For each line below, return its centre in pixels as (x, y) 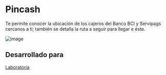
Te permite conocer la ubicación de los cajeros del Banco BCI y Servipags (83, 23)
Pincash (23, 9)
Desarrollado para (34, 55)
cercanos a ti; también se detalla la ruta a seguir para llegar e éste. (75, 29)
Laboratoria (17, 67)
